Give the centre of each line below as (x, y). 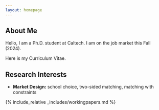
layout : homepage (24, 10)
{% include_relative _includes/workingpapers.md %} (61, 102)
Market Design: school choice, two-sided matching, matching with (83, 87)
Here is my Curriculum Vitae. (36, 58)
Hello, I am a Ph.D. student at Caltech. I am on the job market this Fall (78, 43)
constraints (25, 92)
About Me (21, 31)
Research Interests (36, 74)
